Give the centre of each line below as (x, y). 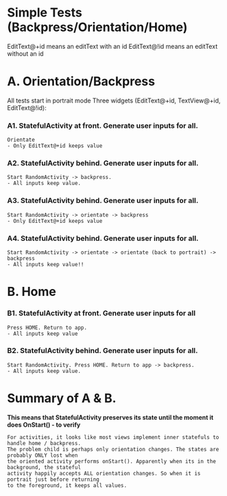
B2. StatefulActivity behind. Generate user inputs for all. (103, 351)
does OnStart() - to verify (44, 424)
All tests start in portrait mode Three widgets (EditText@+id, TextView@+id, (114, 100)
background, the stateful (44, 467)
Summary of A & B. (62, 399)
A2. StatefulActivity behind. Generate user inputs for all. (103, 163)
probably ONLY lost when (43, 455)
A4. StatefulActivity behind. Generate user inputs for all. (103, 238)
